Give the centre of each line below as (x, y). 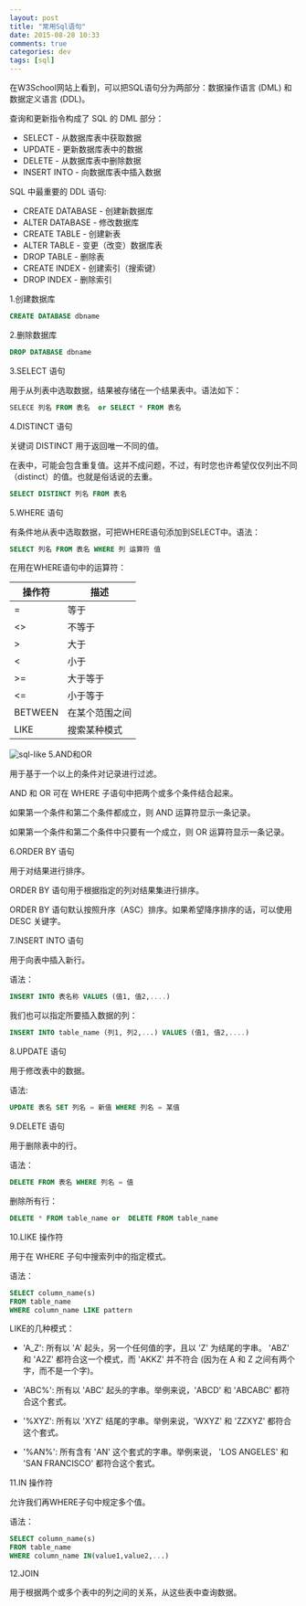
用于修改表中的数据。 (49, 1071)
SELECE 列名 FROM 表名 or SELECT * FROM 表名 (95, 408)
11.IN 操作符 (31, 1483)
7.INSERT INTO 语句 (47, 941)
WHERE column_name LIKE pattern (71, 1310)
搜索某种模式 (95, 730)
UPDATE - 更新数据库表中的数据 (83, 149)
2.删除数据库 (33, 335)
